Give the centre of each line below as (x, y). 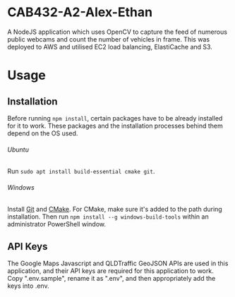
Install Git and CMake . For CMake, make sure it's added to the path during (115, 210)
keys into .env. (28, 286)
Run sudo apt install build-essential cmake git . (81, 171)
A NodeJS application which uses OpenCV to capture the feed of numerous (117, 32)
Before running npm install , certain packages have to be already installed (115, 118)
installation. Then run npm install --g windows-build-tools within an (108, 217)
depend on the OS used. (43, 133)
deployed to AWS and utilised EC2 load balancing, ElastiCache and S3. (110, 47)
